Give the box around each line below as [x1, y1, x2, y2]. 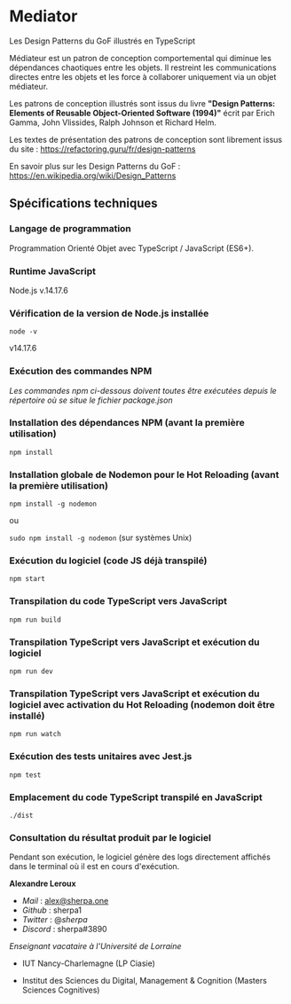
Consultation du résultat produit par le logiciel [9, 831, 211, 843]
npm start [9, 575, 46, 584]
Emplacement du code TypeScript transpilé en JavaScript [9, 791, 263, 804]
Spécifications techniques [9, 196, 158, 211]
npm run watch [9, 730, 62, 739]
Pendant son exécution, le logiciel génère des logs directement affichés [9, 851, 271, 862]
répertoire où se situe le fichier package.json [9, 395, 173, 405]
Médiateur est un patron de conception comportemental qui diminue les [9, 52, 272, 63]
